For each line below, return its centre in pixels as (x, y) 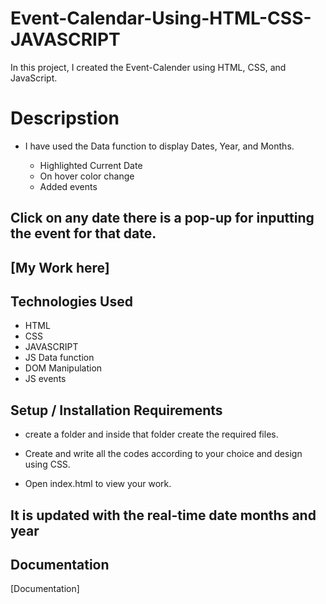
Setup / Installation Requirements (116, 410)
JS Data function (59, 358)
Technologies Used (71, 302)
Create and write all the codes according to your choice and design (163, 454)
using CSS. (47, 464)
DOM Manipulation (63, 368)
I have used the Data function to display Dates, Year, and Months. (159, 146)
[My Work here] (60, 267)
